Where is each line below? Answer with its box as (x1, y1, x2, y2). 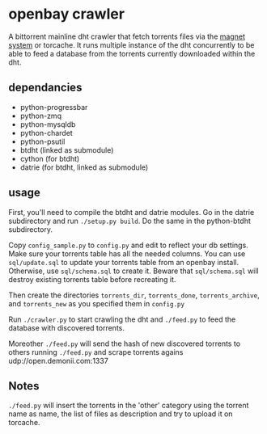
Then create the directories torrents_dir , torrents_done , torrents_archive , (8, 290, 261, 300)
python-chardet (19, 128, 73, 137)
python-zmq (19, 111, 62, 120)
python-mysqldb (19, 119, 76, 129)
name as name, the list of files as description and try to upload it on (8, 409, 233, 419)
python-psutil (19, 137, 66, 146)
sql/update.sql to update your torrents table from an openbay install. (8, 257, 239, 267)
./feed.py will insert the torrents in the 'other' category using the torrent (8, 401, 249, 411)
